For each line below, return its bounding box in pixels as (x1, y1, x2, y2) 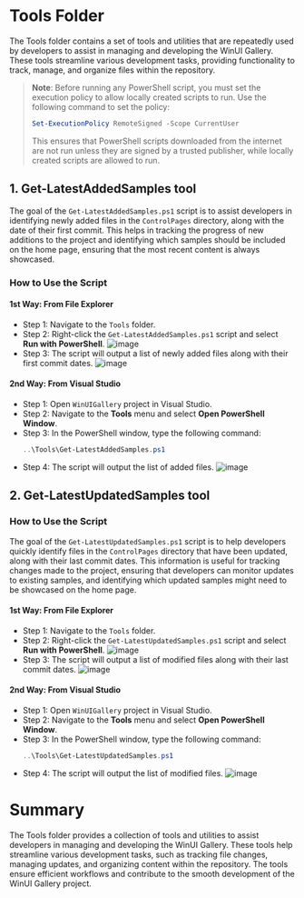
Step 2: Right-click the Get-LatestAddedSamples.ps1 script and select (22, 328, 279, 339)
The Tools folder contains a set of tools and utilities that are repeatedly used (9, 35, 295, 46)
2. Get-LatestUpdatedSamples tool (9, 488, 211, 504)
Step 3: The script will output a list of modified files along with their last (22, 654, 289, 664)
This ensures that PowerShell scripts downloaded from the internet (31, 135, 283, 146)
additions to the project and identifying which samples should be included (9, 234, 286, 245)
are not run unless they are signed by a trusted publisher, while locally (31, 145, 294, 155)
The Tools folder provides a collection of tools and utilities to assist (9, 829, 260, 841)
